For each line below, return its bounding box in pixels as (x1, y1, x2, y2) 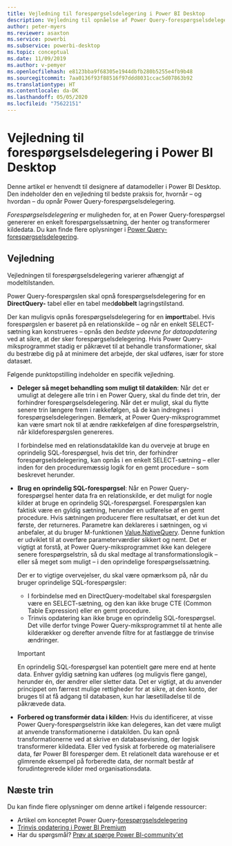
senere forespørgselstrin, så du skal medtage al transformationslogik (17, 550, 213, 558)
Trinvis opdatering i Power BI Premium (17, 823, 126, 831)
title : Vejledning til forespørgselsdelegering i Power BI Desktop (7, 10, 206, 17)
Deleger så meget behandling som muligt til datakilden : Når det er (17, 384, 209, 392)
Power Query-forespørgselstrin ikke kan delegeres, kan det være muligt (17, 720, 222, 728)
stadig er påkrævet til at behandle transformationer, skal (57, 342, 217, 350)
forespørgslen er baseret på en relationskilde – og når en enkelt (7, 320, 188, 328)
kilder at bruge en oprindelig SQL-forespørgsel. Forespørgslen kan (17, 498, 206, 507)
